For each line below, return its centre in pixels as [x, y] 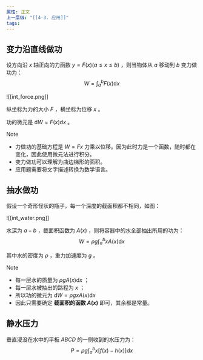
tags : [13, 23]
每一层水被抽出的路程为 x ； [50, 287]
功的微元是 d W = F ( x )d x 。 [40, 122]
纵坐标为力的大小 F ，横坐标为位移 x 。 [55, 109]
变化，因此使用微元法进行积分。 [55, 154]
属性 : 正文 [18, 12]
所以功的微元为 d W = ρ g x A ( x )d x [55, 295]
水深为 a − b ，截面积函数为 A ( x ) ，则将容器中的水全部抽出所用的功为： [95, 230]
